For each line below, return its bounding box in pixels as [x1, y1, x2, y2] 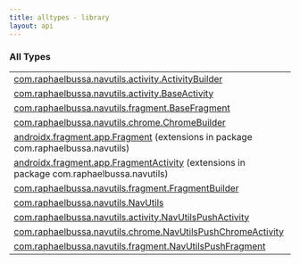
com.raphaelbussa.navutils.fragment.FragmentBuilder [13, 182, 239, 194]
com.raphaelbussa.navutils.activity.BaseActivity [13, 87, 214, 99]
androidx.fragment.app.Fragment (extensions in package [13, 130, 253, 143]
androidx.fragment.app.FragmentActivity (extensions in [13, 156, 246, 169]
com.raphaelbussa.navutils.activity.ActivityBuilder [13, 72, 223, 85]
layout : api [9, 21, 54, 30]
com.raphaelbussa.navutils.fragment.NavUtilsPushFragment [13, 240, 266, 252]
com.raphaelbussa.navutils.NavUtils [13, 196, 164, 209]
